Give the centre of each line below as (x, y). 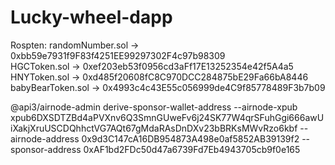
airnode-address (45, 138)
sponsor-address (46, 149)
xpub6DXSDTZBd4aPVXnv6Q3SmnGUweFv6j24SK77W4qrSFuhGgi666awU (167, 117)
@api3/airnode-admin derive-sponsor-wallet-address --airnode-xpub (154, 107)
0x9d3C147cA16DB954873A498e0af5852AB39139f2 (190, 138)
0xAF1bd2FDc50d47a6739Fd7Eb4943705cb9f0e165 (192, 149)
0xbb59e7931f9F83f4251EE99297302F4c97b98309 (118, 55)
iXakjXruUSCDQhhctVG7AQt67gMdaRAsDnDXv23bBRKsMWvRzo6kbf (154, 128)
